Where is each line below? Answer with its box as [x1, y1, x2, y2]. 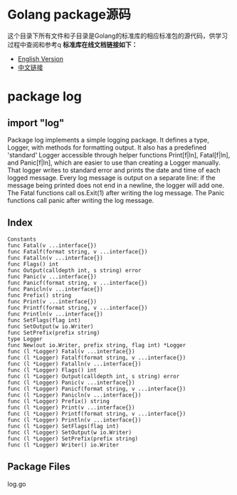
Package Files [7, 461, 70, 473]
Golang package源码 [7, 6, 132, 23]
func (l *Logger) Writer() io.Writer [7, 441, 120, 449]
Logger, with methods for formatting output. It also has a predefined [7, 143, 207, 152]
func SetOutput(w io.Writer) [7, 323, 94, 330]
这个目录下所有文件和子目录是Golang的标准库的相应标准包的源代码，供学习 [7, 31, 228, 40]
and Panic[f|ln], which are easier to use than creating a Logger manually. [7, 158, 221, 167]
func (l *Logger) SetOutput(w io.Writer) [7, 429, 132, 436]
